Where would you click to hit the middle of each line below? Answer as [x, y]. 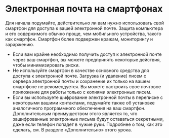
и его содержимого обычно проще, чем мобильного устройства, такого [83, 33]
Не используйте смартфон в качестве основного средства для [81, 70]
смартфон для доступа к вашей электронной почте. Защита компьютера [84, 28]
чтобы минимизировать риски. [46, 65]
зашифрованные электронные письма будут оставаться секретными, [88, 119]
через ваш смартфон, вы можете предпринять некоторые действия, [87, 59]
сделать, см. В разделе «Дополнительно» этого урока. [72, 129]
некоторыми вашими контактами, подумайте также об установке [84, 102]
